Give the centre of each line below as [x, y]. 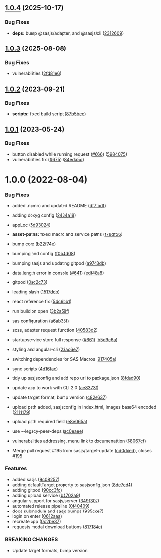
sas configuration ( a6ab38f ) [41, 321]
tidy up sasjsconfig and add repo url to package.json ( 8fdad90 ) [77, 378]
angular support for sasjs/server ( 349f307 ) [56, 500]
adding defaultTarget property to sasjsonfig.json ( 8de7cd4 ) [72, 485]
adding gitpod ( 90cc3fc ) [37, 490]
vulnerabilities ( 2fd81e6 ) [37, 73]
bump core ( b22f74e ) [34, 244]
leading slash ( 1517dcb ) [36, 292]
